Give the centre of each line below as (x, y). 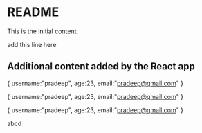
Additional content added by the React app (101, 66)
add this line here (32, 44)
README (33, 12)
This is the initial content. (43, 31)
